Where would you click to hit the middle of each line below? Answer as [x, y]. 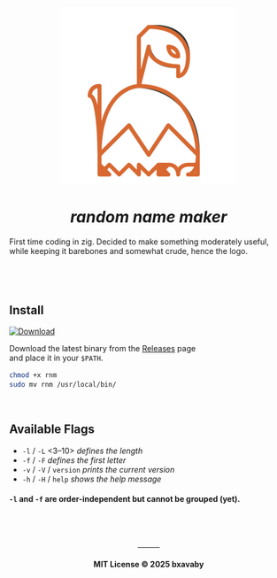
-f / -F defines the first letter [74, 460]
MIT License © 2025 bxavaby [149, 565]
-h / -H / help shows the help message [92, 479]
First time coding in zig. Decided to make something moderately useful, [139, 242]
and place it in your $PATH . [56, 358]
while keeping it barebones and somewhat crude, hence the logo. [129, 250]
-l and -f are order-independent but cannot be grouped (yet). [125, 499]
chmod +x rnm [33, 375]
